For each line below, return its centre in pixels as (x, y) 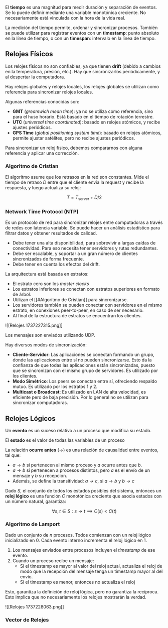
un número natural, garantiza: (36, 501)
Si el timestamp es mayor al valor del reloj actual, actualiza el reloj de (91, 566)
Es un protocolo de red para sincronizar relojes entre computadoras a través (84, 222)
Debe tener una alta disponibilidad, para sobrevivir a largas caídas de (84, 243)
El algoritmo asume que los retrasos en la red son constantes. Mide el (77, 177)
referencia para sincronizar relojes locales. (49, 92)
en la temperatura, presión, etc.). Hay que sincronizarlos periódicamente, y (83, 71)
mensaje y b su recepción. (40, 476)
